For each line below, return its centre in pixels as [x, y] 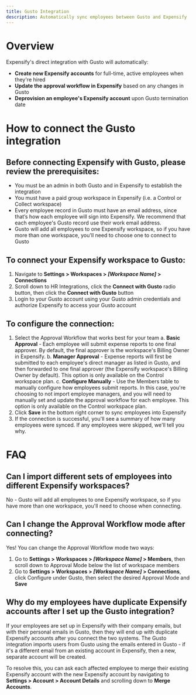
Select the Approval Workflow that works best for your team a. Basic [97, 338]
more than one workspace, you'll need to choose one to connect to [95, 236]
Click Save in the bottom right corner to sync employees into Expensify [100, 413]
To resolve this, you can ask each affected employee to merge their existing [97, 668]
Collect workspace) [38, 204]
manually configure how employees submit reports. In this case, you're [100, 388]
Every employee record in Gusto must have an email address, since [96, 210]
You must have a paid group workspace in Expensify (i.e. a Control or [98, 198]
